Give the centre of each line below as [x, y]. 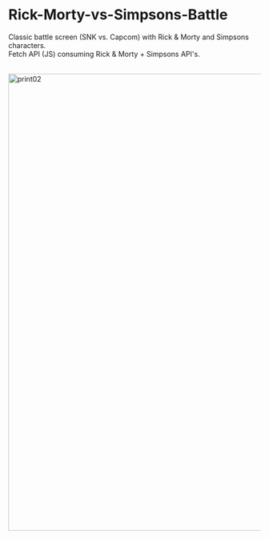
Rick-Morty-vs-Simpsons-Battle [118, 15]
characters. [27, 45]
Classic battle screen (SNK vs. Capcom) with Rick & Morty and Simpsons [129, 37]
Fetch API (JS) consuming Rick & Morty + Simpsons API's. [104, 54]
